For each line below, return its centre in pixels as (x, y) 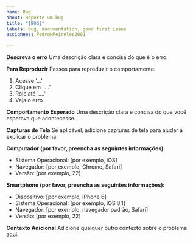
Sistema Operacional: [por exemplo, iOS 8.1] (70, 203)
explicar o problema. (32, 137)
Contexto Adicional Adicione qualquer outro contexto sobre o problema (97, 228)
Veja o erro (29, 100)
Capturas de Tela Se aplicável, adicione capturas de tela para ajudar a (95, 130)
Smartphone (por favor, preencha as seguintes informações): (86, 185)
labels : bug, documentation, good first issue (66, 29)
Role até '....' (30, 94)
